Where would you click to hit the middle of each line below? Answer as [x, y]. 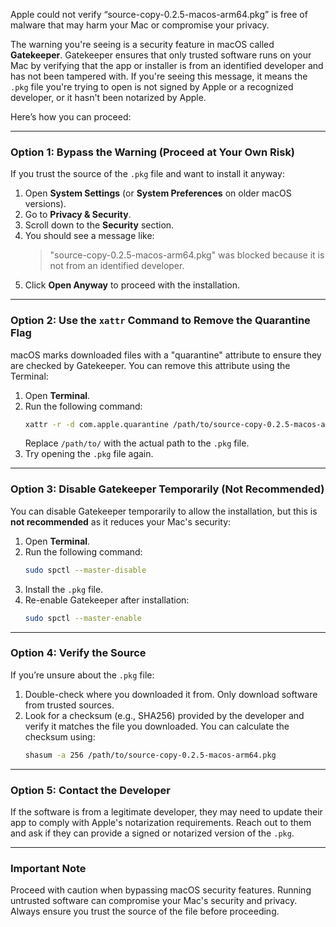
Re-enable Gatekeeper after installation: [107, 600]
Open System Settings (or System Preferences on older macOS [158, 193]
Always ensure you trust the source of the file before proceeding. [145, 911]
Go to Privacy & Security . [78, 215]
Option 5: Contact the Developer [90, 790]
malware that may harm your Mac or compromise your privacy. [140, 25]
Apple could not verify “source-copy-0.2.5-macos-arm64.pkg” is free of [159, 14]
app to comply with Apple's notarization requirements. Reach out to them [161, 822]
